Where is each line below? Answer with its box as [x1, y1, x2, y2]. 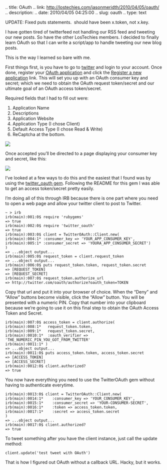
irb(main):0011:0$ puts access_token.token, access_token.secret [5, 350, 144, 355]
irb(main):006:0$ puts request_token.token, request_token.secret [5, 262, 146, 267]
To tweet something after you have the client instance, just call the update [5, 435, 157, 441]
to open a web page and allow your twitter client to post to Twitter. [5, 200, 142, 206]
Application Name [12, 105, 49, 110]
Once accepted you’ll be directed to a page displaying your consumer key [5, 150, 157, 156]
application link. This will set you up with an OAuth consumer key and [5, 75, 148, 80]
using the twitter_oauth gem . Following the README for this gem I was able [5, 180, 160, 186]
